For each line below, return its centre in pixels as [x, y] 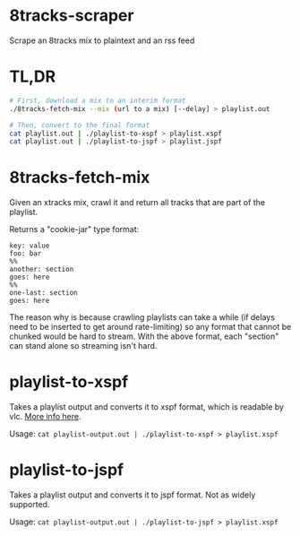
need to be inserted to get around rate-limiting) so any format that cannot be [150, 327]
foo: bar [26, 254]
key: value [30, 246]
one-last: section [43, 293]
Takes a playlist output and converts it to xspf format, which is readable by [147, 407]
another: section [42, 270]
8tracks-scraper [72, 16]
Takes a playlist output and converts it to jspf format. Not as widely [133, 495]
